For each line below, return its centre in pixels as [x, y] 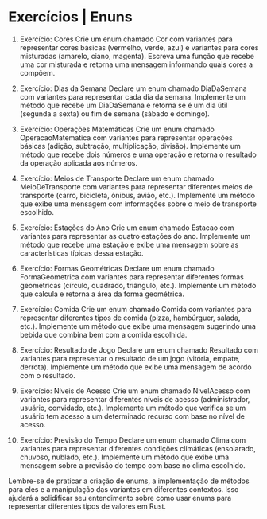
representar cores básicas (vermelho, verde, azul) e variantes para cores [139, 47]
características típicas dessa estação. [82, 253]
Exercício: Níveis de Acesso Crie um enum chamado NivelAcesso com [135, 391]
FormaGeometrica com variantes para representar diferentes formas [132, 277]
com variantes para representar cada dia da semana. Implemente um [133, 96]
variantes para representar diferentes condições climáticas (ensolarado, [138, 448]
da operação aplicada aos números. [78, 162]
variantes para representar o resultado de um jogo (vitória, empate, [130, 358]
